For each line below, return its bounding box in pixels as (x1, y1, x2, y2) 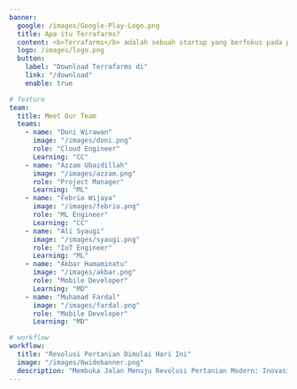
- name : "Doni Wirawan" (25, 128, 113, 137)
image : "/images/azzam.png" (32, 169, 137, 178)
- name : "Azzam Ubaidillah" (25, 160, 128, 169)
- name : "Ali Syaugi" (25, 227, 104, 236)
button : (17, 54, 46, 63)
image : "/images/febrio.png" (32, 202, 141, 211)
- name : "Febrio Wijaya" (25, 194, 117, 203)
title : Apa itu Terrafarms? (17, 29, 121, 38)
